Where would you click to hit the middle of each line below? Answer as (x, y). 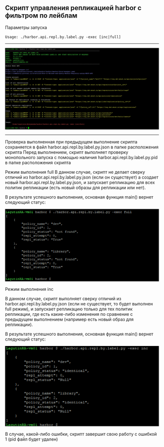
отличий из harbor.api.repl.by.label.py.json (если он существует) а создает (82, 177)
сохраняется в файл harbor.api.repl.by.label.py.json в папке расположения (82, 147)
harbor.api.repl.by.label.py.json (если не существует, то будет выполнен (79, 304)
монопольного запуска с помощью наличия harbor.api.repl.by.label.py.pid (81, 157)
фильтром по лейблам (41, 16)
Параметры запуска (26, 27)
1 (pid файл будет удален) (31, 439)
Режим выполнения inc (29, 289)
